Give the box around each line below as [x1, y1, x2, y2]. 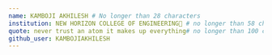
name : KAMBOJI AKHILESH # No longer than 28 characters [8, 11, 201, 20]
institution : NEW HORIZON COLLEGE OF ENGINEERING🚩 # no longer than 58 [8, 19, 255, 27]
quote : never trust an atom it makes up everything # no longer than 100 [8, 27, 259, 35]
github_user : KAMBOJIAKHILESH [8, 34, 111, 43]
